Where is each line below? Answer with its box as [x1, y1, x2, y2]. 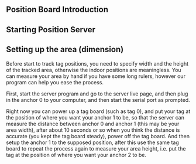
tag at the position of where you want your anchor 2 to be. [6, 151, 147, 158]
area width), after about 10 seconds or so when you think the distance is [6, 126, 180, 134]
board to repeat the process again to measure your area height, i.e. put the [6, 145, 186, 152]
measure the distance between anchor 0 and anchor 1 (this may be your [6, 120, 180, 127]
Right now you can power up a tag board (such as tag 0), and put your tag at [6, 108, 191, 115]
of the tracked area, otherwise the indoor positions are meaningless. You [6, 66, 181, 73]
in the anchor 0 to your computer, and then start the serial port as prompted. [6, 96, 190, 103]
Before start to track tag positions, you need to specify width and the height [6, 60, 189, 67]
